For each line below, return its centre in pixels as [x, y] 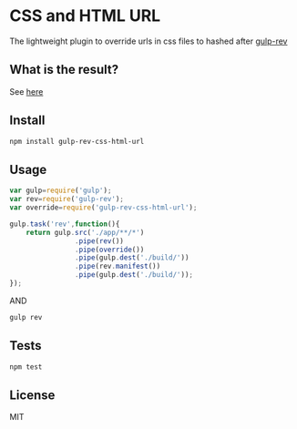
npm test [26, 367]
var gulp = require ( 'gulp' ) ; [61, 191]
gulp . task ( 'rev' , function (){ [65, 224]
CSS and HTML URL [85, 16]
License [32, 395]
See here [26, 91]
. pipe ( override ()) [109, 250]
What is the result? [64, 70]
